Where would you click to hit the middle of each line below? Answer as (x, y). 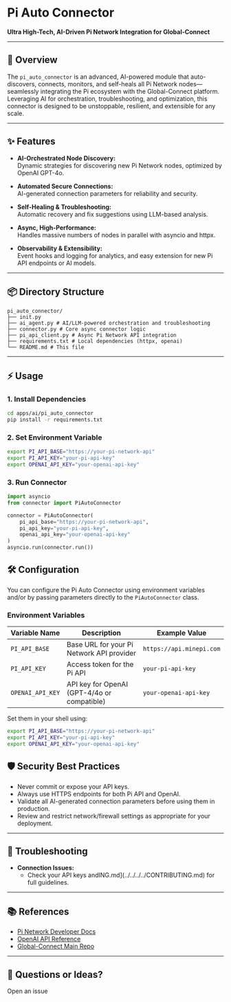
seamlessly (23, 91)
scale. (15, 113)
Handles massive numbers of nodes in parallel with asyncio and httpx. (116, 235)
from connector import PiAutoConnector (64, 503)
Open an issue (27, 991)
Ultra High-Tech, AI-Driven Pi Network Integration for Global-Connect (109, 32)
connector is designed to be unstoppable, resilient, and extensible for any (111, 106)
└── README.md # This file (46, 347)
